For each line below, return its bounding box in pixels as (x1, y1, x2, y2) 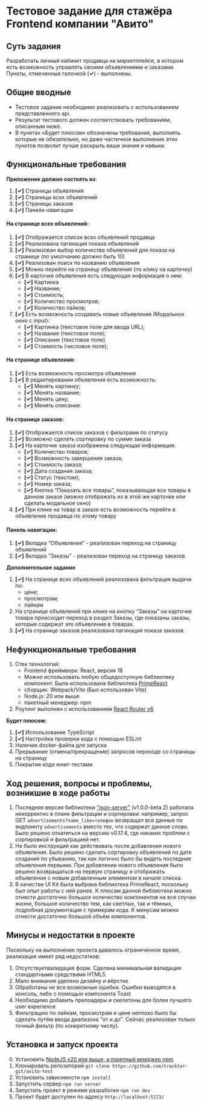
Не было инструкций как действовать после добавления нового (14, 842, 181, 850)
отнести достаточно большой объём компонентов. (14, 913, 147, 920)
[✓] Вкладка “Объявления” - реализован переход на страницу (14, 539, 177, 547)
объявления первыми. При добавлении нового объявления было (14, 862, 183, 869)
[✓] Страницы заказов (14, 200, 74, 207)
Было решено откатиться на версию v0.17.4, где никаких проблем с (14, 830, 190, 837)
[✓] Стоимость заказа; (24, 461, 83, 468)
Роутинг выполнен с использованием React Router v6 (14, 705, 154, 713)
